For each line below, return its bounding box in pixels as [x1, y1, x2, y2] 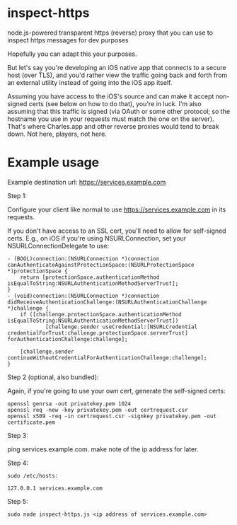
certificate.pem [7, 419, 55, 426]
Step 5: [7, 497, 28, 505]
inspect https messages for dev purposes [7, 35, 129, 44]
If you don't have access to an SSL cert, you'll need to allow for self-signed [7, 226, 226, 235]
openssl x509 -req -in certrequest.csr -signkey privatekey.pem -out [7, 412, 217, 420]
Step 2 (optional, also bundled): [7, 373, 99, 381]
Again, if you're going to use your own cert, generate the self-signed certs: [7, 386, 226, 395]
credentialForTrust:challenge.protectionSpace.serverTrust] [7, 329, 189, 337]
